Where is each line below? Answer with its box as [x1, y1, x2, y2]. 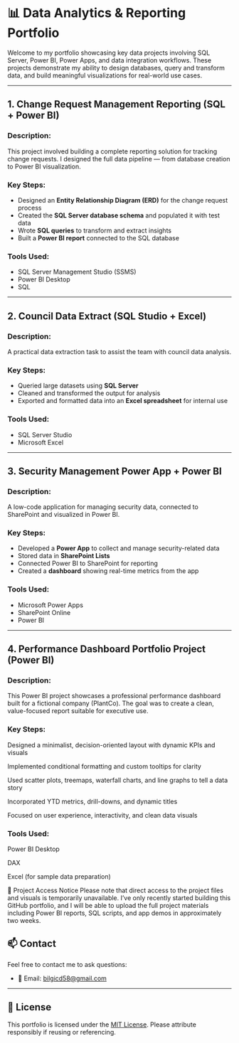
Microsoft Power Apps [17, 601, 84, 609]
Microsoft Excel [17, 438, 64, 446]
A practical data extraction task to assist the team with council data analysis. [7, 347, 232, 355]
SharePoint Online [17, 608, 71, 616]
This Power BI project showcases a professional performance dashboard [7, 692, 221, 700]
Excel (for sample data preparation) [7, 872, 112, 881]
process [17, 203, 42, 212]
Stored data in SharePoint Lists [17, 552, 110, 560]
